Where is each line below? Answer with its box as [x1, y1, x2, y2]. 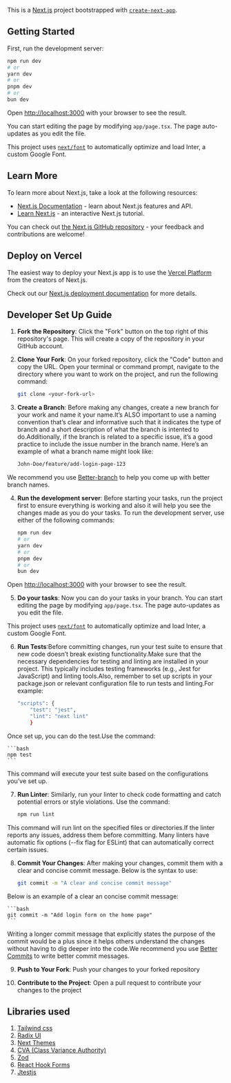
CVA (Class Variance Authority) [17, 1046, 107, 1055]
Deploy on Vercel [7, 250, 83, 262]
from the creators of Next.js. [7, 276, 88, 284]
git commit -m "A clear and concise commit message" [17, 879, 172, 887]
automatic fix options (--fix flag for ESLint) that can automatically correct [7, 838, 214, 846]
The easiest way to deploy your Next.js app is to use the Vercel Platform [7, 268, 212, 276]
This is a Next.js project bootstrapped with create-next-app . [7, 6, 178, 14]
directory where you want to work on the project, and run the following [17, 370, 219, 379]
